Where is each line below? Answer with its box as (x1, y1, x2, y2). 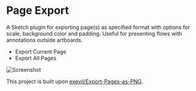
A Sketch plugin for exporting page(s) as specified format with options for (6, 24, 191, 31)
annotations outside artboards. (6, 36, 83, 43)
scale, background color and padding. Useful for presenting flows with (6, 30, 183, 37)
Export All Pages (15, 54, 57, 61)
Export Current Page (15, 48, 67, 55)
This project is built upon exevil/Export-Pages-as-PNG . (6, 78, 143, 85)
